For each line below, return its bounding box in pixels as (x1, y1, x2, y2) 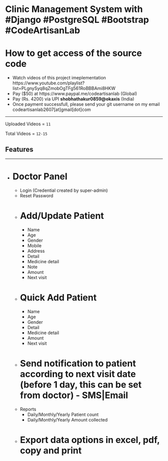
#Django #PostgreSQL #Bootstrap (5, 14, 149, 25)
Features (5, 145, 33, 153)
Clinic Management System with (5, 3, 143, 15)
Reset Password (19, 192, 53, 198)
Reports (19, 406, 36, 412)
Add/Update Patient (19, 210, 104, 222)
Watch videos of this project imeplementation (12, 75, 106, 81)
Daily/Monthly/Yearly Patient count (27, 411, 99, 418)
